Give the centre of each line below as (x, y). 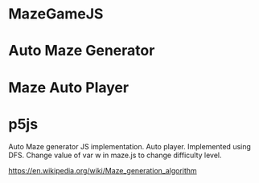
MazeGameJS (56, 14)
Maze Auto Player (69, 87)
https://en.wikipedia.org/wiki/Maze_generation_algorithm (103, 170)
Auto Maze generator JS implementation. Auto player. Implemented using (130, 146)
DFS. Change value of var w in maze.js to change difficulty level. (115, 155)
